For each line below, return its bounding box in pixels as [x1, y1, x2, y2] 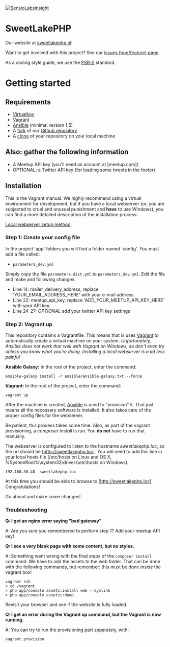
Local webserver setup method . [5, 221, 72, 227]
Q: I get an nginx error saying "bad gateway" [5, 518, 102, 524]
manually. [5, 433, 25, 440]
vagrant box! [5, 569, 32, 575]
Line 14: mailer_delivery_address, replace [12, 286, 99, 292]
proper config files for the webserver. [5, 412, 84, 419]
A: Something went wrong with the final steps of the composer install [5, 553, 152, 559]
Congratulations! [5, 483, 40, 490]
